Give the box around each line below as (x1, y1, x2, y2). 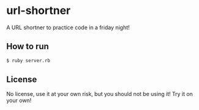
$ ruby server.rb (6, 57, 51, 64)
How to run (6, 41, 49, 52)
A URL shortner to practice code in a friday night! (6, 24, 130, 31)
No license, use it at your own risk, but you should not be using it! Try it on (6, 91, 194, 98)
